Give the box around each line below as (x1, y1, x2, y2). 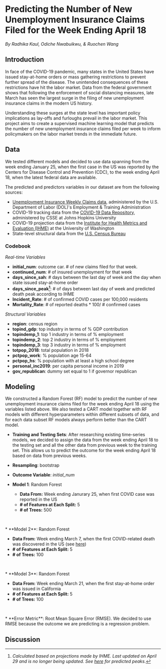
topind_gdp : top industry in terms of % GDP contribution (12, 326, 128, 332)
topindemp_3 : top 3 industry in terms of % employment (12, 341, 126, 348)
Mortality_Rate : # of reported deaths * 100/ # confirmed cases (12, 301, 141, 307)
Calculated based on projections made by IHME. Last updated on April (12, 653, 157, 659)
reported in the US (19, 496, 58, 502)
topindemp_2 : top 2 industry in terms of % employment (12, 336, 126, 342)
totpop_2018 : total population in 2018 (12, 347, 89, 353)
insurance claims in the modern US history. (5, 100, 93, 106)
